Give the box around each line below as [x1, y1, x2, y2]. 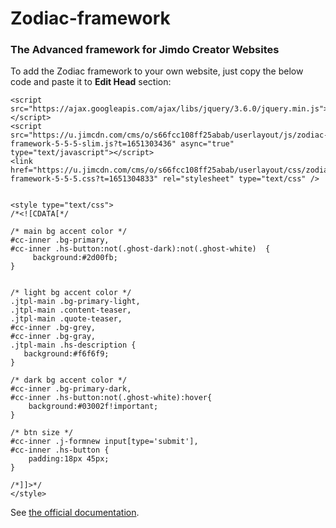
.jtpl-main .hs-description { [10, 340, 137, 351]
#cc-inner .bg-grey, [10, 323, 97, 333]
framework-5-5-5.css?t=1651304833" [10, 174, 159, 184]
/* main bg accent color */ [10, 227, 128, 237]
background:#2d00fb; [32, 253, 118, 263]
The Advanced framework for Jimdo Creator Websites [10, 43, 280, 57]
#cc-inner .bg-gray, [10, 332, 97, 342]
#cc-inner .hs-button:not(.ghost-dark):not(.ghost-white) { [10, 244, 271, 254]
